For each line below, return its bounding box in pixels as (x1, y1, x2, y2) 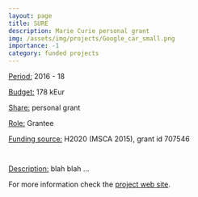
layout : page (8, 11, 53, 20)
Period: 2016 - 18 (8, 72, 65, 81)
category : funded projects (8, 49, 99, 57)
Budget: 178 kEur (8, 87, 65, 97)
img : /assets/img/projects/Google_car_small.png (8, 34, 175, 43)
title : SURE (8, 19, 48, 27)
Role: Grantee (8, 119, 54, 128)
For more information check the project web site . (8, 179, 171, 189)
